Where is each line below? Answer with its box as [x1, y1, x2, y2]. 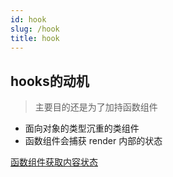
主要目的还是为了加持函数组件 [34, 101, 158, 113]
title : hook [10, 33, 60, 43]
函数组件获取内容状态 [10, 156, 98, 168]
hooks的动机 [10, 72, 90, 90]
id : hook [10, 14, 47, 25]
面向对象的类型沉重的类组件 [24, 122, 140, 135]
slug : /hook [10, 24, 60, 34]
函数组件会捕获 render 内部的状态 [24, 135, 163, 147]
